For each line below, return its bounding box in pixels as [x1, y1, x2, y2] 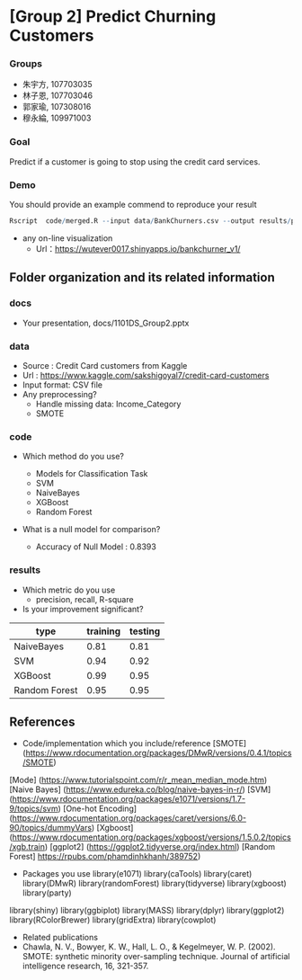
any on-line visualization [22, 232, 113, 244]
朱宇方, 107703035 [22, 79, 93, 90]
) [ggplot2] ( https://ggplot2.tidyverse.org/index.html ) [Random [44, 842, 276, 852]
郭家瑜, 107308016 [22, 102, 92, 112]
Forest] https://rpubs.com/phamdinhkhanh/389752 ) [9, 851, 201, 862]
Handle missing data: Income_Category [35, 398, 182, 409]
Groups [9, 58, 43, 70]
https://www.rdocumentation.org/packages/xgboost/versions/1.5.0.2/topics [12, 832, 292, 842]
